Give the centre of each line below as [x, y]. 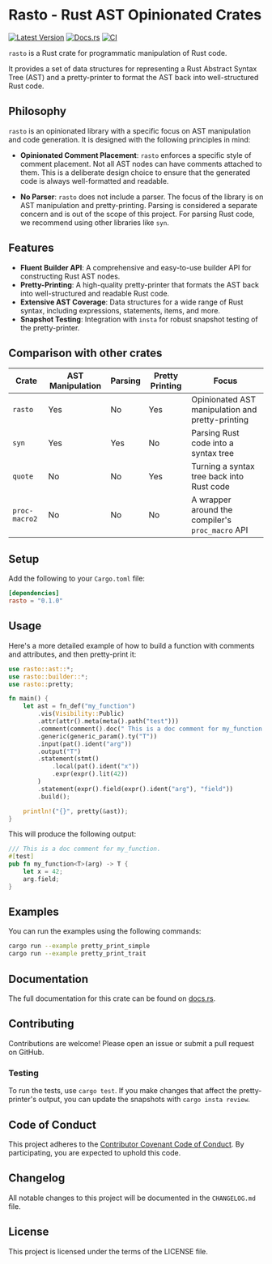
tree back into [218, 477]
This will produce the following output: [72, 834]
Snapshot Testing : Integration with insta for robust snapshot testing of [139, 319]
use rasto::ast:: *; [41, 669]
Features [31, 248]
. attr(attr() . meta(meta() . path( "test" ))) [108, 721]
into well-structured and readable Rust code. [95, 293]
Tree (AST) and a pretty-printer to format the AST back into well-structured [134, 77]
